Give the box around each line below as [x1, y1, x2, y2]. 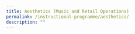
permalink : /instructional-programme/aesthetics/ [6, 14, 130, 20]
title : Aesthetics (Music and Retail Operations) [6, 8, 130, 14]
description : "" [6, 19, 46, 25]
